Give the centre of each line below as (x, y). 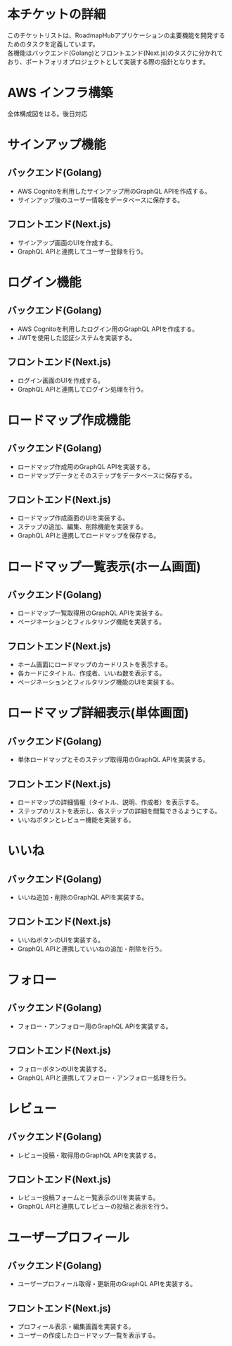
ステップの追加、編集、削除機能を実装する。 (82, 527)
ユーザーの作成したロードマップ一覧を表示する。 (88, 1335)
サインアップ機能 (57, 145)
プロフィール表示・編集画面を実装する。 (76, 1327)
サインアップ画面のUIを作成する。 (67, 242)
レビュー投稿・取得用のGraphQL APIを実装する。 (89, 1155)
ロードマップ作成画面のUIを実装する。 (73, 518)
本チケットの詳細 (57, 14)
